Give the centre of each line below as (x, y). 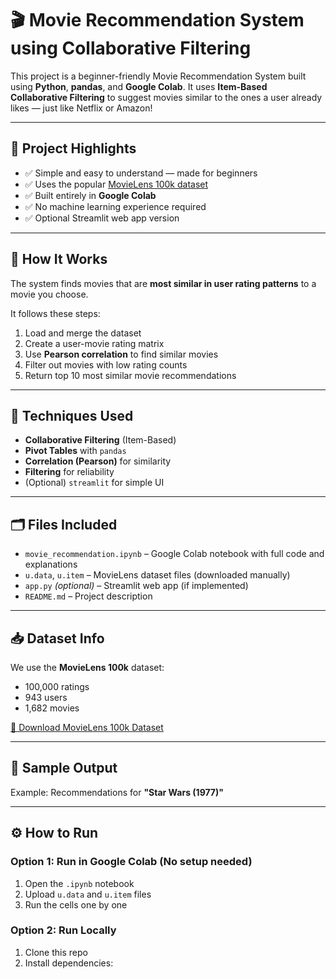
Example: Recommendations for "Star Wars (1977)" (117, 792)
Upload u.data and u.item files (88, 894)
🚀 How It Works (59, 259)
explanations (51, 564)
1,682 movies (52, 708)
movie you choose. (49, 294)
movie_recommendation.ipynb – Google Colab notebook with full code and (174, 554)
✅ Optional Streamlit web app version (102, 218)
